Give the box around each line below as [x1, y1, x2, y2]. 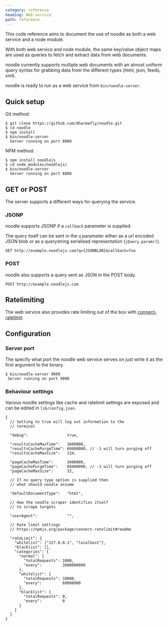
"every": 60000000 [23, 580, 81, 586]
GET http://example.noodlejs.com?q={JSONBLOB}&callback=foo [5, 248, 136, 253]
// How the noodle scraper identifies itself [10, 500, 109, 505]
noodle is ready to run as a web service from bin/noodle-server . [5, 82, 141, 89]
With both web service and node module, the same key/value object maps [5, 47, 161, 53]
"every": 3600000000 [23, 563, 86, 568]
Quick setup [5, 97, 45, 106]
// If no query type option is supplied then [10, 478, 109, 483]
